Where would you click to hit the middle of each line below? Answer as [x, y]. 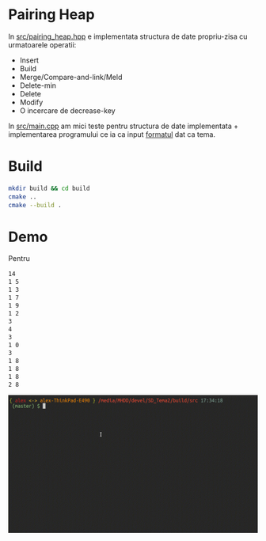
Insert [29, 60]
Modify [31, 102]
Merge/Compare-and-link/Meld [71, 77]
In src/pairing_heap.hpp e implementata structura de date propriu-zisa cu [128, 36]
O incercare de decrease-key [68, 110]
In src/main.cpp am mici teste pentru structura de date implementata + [123, 126]
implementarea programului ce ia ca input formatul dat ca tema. [112, 134]
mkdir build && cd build [49, 188]
